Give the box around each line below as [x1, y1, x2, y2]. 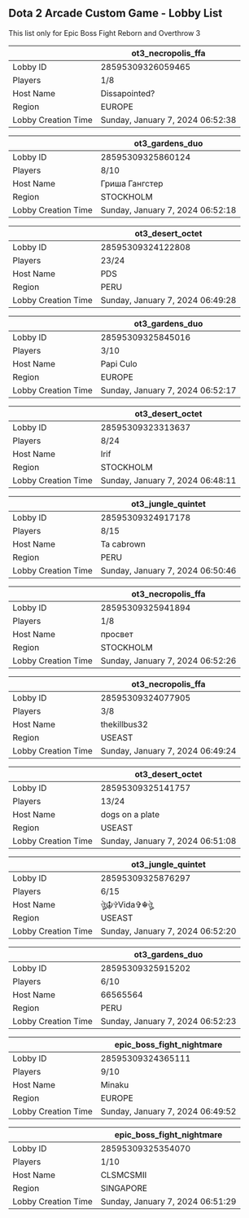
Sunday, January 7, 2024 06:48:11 [100, 474, 237, 486]
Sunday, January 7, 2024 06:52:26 [100, 655, 237, 666]
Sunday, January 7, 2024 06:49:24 [100, 745, 237, 756]
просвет [100, 628, 133, 640]
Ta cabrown [100, 538, 146, 549]
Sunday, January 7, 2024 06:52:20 [100, 925, 237, 936]
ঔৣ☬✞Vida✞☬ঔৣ [100, 899, 153, 910]
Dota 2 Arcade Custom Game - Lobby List [8, 7, 223, 20]
